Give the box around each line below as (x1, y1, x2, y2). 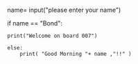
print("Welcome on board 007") (7, 32, 98, 39)
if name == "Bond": (7, 19, 62, 27)
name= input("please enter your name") (7, 6, 121, 14)
